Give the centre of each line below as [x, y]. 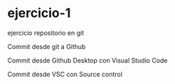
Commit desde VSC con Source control [65, 74]
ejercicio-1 [39, 13]
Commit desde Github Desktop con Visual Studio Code [88, 60]
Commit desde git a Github [47, 46]
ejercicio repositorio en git [46, 33]
